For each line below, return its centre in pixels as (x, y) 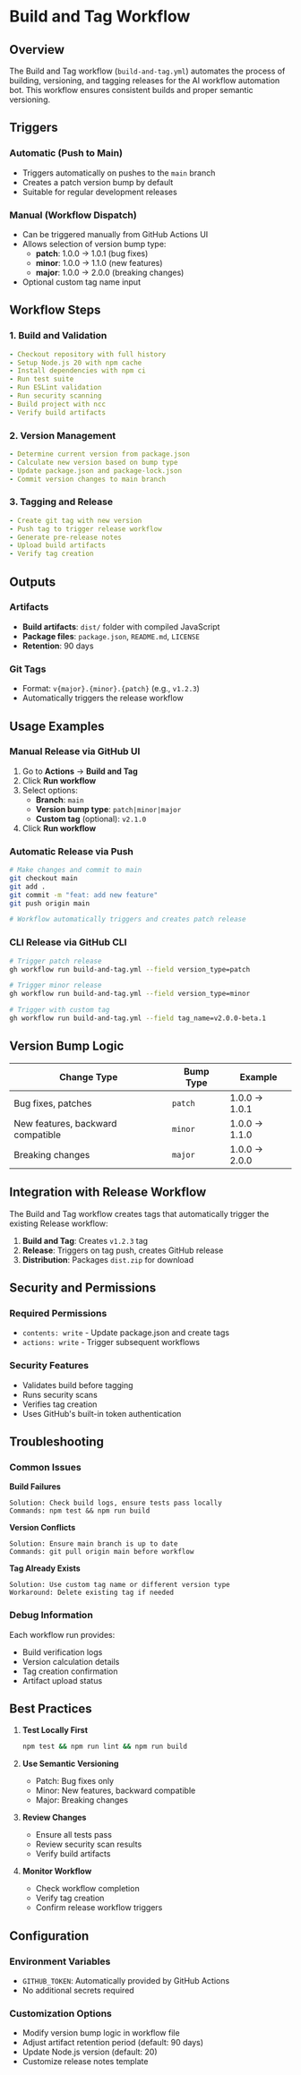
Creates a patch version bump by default (98, 182)
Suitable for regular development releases (99, 192)
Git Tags (28, 669)
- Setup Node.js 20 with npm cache (76, 363)
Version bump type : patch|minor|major (108, 809)
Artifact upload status (62, 1680)
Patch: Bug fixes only (75, 1781)
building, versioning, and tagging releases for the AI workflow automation (145, 81)
